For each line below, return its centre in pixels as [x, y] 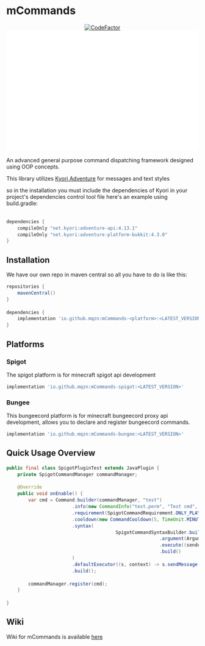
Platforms [25, 344]
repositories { [26, 287]
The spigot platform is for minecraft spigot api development [81, 375]
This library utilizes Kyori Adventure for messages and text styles [88, 178]
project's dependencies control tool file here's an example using [87, 196]
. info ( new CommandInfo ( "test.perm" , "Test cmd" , [135, 507]
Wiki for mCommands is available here [55, 637]
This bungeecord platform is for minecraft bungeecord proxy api [87, 416]
